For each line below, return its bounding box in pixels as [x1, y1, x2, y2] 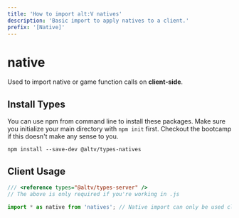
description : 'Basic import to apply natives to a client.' [7, 17, 190, 24]
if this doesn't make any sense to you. [7, 132, 119, 141]
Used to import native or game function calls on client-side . [7, 77, 184, 86]
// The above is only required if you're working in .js [7, 190, 180, 197]
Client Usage [7, 165, 66, 178]
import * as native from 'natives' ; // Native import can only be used [7, 203, 224, 210]
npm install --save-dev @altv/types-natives [7, 146, 142, 153]
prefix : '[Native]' [7, 23, 65, 31]
